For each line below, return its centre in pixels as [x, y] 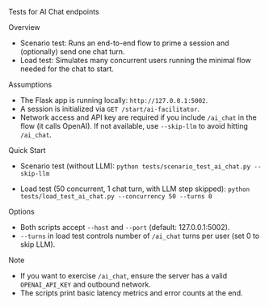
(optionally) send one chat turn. [72, 51]
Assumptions [30, 85]
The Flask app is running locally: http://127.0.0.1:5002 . [114, 100]
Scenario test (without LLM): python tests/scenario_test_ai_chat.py [135, 166]
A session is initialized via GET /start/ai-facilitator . [110, 109]
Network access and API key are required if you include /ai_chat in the [138, 117]
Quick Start [27, 150]
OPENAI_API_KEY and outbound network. [85, 284]
